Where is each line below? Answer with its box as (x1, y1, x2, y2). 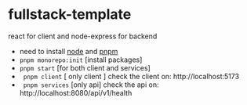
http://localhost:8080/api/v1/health (19, 88, 133, 97)
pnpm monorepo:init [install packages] (19, 55, 143, 64)
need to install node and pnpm (19, 46, 118, 56)
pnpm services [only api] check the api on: (23, 80, 159, 89)
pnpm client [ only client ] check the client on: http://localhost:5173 (23, 71, 240, 81)
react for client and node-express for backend (8, 31, 158, 41)
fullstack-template (8, 5, 132, 24)
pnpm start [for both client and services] (19, 63, 151, 72)
